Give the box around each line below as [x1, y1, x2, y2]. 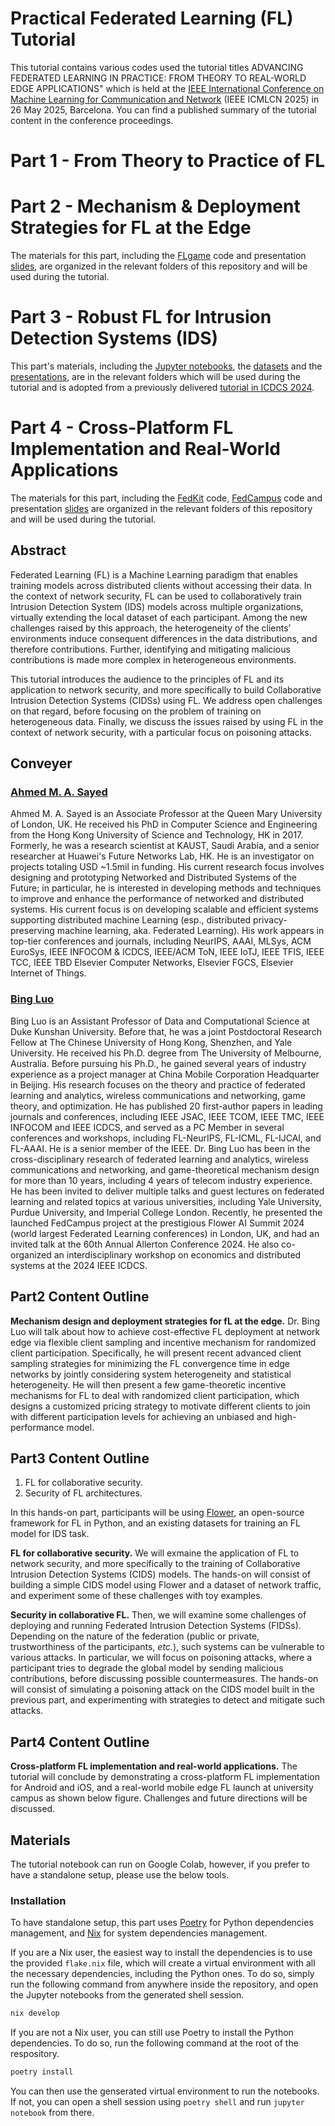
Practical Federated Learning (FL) [10, 7, 294, 30]
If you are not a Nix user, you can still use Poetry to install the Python [10, 2027, 294, 2039]
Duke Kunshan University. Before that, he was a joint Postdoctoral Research [10, 1025, 322, 1037]
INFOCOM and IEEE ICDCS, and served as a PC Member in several [10, 1121, 285, 1133]
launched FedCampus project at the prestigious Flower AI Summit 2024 [10, 1217, 305, 1229]
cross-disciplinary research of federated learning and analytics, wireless [10, 1153, 309, 1165]
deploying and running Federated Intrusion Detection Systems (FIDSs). [10, 1620, 302, 1632]
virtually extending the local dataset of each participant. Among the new [10, 611, 308, 623]
